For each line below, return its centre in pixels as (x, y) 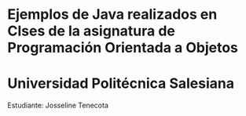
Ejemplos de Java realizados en (112, 14)
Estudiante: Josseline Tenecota (58, 105)
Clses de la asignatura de (92, 31)
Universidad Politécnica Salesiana (121, 83)
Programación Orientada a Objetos (123, 48)
